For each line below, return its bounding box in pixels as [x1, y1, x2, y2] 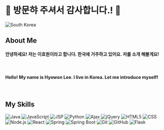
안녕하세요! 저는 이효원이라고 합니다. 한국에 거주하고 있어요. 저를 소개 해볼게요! [5, 51, 159, 57]
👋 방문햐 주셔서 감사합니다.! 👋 [5, 5, 121, 16]
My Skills [5, 100, 35, 109]
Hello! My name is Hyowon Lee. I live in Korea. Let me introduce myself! [5, 74, 158, 80]
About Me [5, 36, 37, 45]
